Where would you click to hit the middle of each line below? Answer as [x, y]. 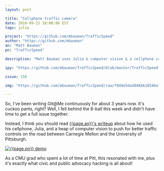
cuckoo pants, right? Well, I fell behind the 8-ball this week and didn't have [80, 109]
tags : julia [17, 27]
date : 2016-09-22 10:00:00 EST [37, 23]
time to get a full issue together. [37, 114]
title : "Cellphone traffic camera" [41, 18]
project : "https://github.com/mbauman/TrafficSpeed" [60, 37]
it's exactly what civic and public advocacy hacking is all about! [69, 163]
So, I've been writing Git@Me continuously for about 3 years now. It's [75, 104]
